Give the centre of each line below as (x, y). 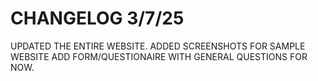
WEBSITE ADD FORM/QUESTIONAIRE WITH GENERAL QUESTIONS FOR (159, 56)
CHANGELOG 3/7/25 (97, 18)
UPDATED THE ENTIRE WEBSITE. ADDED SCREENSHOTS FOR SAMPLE (158, 46)
